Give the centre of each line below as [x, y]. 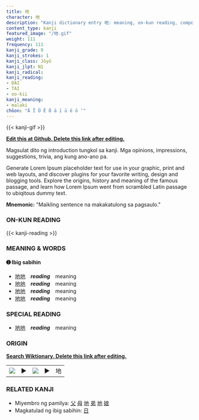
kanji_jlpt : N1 [25, 67]
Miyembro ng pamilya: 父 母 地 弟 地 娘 [62, 403]
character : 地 [23, 17]
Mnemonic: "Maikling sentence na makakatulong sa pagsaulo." [84, 205]
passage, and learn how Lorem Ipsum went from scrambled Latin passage [97, 187]
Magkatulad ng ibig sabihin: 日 [52, 410]
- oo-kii [17, 94]
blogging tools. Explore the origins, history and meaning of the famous [92, 180]
